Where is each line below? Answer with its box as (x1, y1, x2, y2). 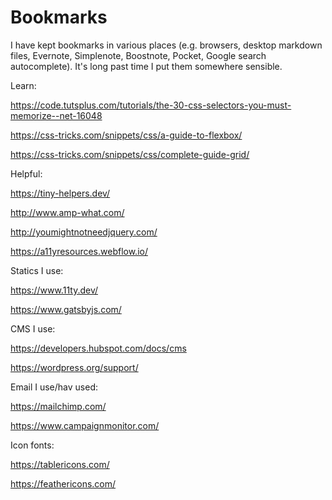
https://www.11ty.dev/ (10, 284, 98, 296)
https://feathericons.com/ (10, 477, 117, 490)
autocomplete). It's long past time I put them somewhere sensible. (10, 60, 283, 72)
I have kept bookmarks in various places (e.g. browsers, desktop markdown (10, 39, 323, 51)
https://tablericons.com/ (10, 458, 110, 470)
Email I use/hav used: (10, 381, 99, 393)
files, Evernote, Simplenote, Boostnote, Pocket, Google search (10, 49, 267, 61)
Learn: (10, 79, 37, 91)
